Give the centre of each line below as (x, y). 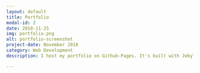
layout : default (26, 12)
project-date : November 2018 (42, 45)
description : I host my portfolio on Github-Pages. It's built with (93, 56)
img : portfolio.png (30, 34)
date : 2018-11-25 (28, 28)
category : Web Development (40, 50)
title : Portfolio (28, 17)
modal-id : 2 (21, 23)
